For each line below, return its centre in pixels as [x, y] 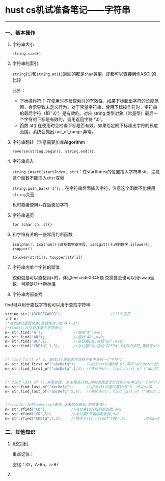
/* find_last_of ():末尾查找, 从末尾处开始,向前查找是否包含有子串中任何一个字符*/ [83, 382]
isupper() [22, 249]
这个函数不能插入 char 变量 [38, 178]
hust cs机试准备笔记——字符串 [68, 10]
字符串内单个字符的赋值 [36, 267]
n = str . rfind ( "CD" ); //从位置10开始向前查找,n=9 [63, 409]
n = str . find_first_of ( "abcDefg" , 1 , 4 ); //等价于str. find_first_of [73, 369]
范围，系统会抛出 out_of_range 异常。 [58, 132]
